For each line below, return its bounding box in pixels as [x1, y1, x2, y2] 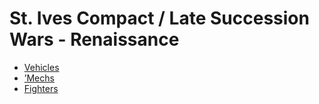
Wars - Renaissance [9, 28, 180, 51]
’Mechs [23, 72, 55, 84]
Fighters [23, 82, 59, 94]
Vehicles [23, 61, 60, 73]
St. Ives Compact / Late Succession [9, 7, 310, 30]
